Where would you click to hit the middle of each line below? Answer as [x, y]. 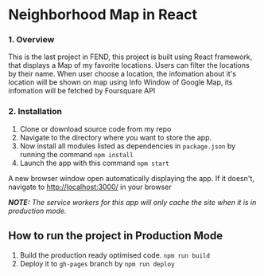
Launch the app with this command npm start [94, 163]
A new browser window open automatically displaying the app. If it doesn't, [131, 178]
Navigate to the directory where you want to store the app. [116, 137]
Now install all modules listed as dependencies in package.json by [128, 146]
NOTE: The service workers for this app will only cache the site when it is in [132, 202]
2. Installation [35, 112]
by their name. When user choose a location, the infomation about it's [122, 74]
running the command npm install [76, 154]
